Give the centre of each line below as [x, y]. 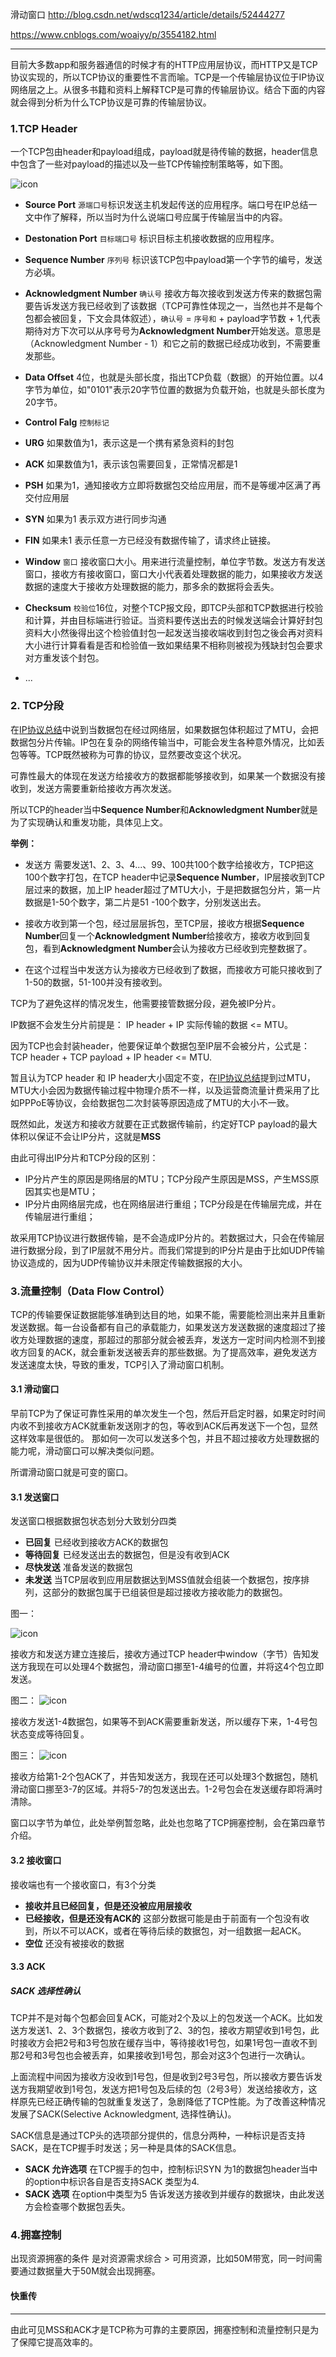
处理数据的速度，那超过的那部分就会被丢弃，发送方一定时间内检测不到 [172, 1339]
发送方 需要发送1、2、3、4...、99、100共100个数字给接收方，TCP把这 [169, 864]
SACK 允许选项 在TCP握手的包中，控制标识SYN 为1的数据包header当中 [171, 2169]
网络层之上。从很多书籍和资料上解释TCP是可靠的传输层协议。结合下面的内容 [168, 89]
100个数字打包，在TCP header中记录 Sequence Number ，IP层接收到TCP [174, 877]
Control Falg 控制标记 [67, 422]
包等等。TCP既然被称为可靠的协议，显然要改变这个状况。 [128, 754]
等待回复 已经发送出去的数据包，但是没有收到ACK [127, 1555]
